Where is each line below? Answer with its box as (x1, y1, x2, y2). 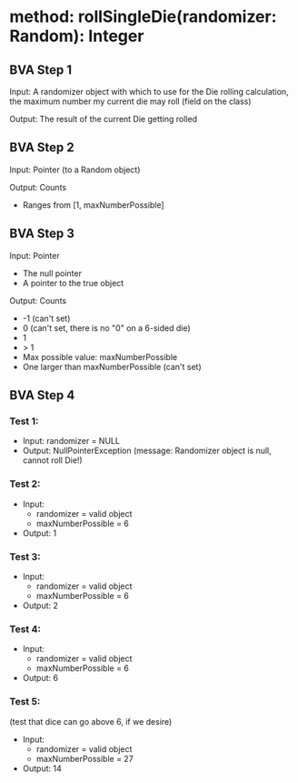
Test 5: (9, 695, 41, 708)
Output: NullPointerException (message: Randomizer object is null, (22, 445, 273, 457)
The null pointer (22, 267, 82, 279)
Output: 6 (22, 673, 59, 684)
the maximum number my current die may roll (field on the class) (9, 96, 252, 107)
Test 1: (9, 415, 39, 428)
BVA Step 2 (9, 139, 74, 156)
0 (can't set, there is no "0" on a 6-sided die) (22, 322, 191, 334)
